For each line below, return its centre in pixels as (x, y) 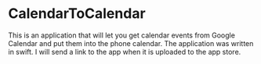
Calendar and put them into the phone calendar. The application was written (131, 43)
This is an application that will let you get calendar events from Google (121, 35)
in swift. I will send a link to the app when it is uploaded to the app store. (125, 52)
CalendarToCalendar (77, 14)
